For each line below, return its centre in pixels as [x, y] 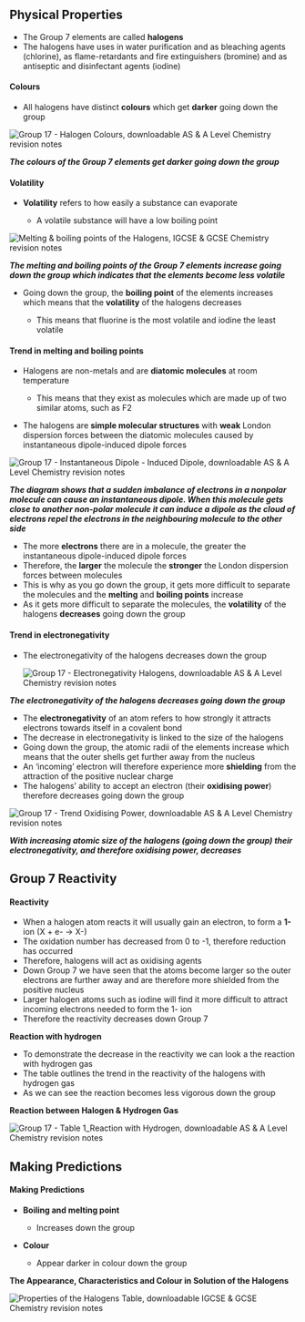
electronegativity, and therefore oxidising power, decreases [126, 850]
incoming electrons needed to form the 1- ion [107, 1009]
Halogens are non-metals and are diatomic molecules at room [140, 371]
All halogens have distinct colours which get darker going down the [150, 108]
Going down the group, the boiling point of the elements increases [148, 293]
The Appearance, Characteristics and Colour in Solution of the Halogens [149, 1280]
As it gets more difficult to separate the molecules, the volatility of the [154, 604]
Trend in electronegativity [60, 635]
